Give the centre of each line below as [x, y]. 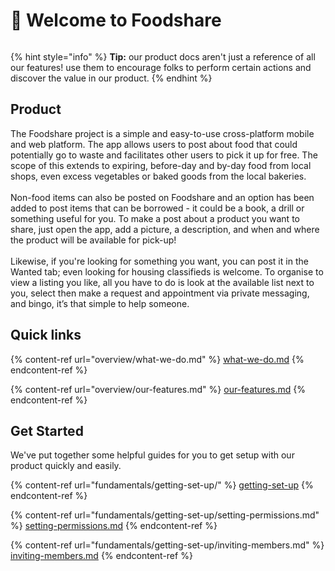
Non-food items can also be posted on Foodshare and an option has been [162, 197]
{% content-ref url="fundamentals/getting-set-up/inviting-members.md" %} [167, 545]
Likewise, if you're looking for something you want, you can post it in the [159, 261]
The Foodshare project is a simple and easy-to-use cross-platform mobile [162, 133]
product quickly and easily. [66, 466]
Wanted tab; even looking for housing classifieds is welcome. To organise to [167, 271]
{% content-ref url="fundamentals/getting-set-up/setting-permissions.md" [165, 515]
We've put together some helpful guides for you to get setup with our [152, 455]
